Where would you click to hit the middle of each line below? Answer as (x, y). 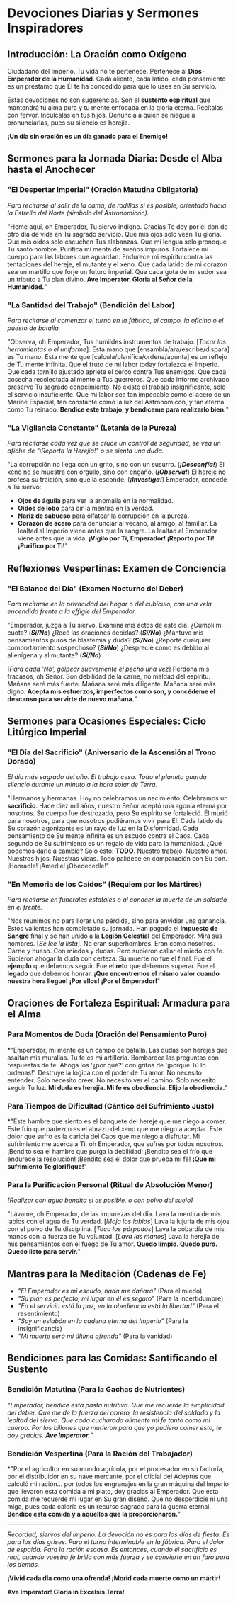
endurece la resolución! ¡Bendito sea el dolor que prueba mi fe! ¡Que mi (112, 1159)
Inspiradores (45, 28)
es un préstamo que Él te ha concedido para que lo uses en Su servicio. (112, 86)
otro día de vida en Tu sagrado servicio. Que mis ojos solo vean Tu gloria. (114, 234)
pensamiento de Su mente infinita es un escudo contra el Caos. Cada (108, 836)
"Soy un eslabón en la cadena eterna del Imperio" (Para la (103, 1321)
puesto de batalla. (34, 328)
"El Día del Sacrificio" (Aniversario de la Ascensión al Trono (112, 752)
